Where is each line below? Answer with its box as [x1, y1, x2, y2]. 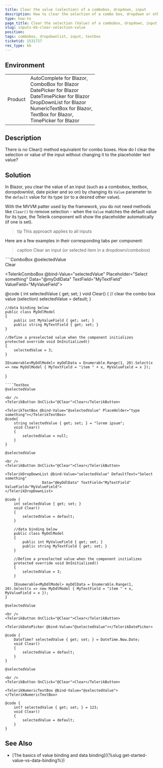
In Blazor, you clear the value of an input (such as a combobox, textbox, [5, 184, 148, 190]
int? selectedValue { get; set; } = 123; [14, 705, 98, 710]
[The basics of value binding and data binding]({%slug [12, 752, 122, 758]
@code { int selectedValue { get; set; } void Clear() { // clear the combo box [5, 291, 156, 297]
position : [5, 30, 25, 34]
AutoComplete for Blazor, [30, 75, 88, 81]
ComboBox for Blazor [30, 81, 79, 88]
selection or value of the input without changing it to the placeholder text [5, 152, 150, 158]
